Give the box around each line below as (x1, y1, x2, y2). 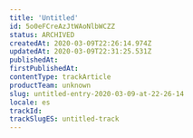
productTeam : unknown (9, 81, 92, 90)
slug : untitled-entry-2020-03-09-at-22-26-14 (9, 89, 184, 98)
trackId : (9, 106, 43, 115)
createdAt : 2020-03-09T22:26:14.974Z (9, 38, 152, 48)
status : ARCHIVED (9, 30, 75, 39)
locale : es (9, 97, 51, 107)
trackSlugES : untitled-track (9, 114, 120, 123)
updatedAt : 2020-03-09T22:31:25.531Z (9, 47, 152, 56)
